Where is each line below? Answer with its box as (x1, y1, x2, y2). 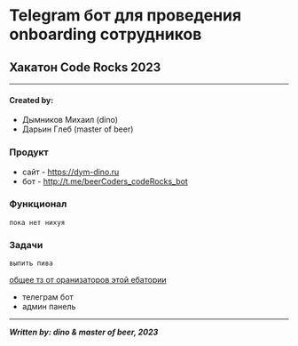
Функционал (9, 197, 67, 210)
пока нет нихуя (9, 218, 66, 227)
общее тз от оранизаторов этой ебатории (9, 275, 167, 286)
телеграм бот (21, 292, 74, 302)
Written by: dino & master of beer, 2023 (9, 326, 159, 338)
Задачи (9, 238, 43, 251)
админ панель (21, 302, 76, 312)
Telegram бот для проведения (9, 5, 242, 26)
